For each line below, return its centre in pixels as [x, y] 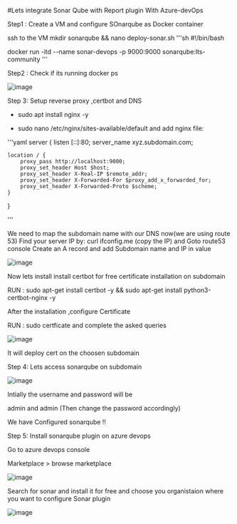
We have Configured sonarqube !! [57, 422]
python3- [197, 290]
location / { [27, 155]
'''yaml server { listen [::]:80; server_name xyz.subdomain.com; [100, 142]
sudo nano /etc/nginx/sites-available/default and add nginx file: [111, 128]
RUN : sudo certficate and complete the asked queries [87, 325]
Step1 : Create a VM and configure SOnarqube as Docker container [106, 24]
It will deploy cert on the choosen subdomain [74, 353]
